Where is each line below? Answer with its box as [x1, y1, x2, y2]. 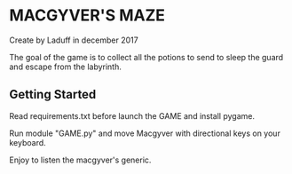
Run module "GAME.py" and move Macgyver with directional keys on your [9, 128, 281, 138]
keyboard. [9, 137, 46, 147]
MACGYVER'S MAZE [9, 5, 166, 26]
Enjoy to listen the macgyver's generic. [9, 154, 152, 165]
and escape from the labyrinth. [9, 61, 122, 72]
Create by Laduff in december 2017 [9, 35, 139, 45]
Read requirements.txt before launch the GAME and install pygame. [9, 110, 256, 121]
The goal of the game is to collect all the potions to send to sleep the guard [9, 51, 284, 62]
